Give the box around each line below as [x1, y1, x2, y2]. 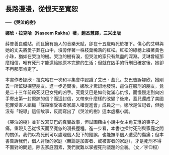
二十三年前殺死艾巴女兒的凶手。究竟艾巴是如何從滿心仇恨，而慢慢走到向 [9, 89, 159, 95]
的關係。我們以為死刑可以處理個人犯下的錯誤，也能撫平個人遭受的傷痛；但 [5, 131, 159, 137]
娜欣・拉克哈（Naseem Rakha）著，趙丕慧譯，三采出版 [5, 30, 121, 36]
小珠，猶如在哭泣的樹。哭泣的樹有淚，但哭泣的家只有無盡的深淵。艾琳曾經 [5, 53, 159, 59]
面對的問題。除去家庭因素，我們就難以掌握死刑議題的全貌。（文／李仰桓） [9, 144, 162, 150]
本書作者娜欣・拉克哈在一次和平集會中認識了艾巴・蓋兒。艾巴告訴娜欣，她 [5, 76, 159, 82]
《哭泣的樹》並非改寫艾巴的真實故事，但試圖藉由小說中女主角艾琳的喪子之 [5, 119, 159, 125]
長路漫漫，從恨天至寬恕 [5, 5, 78, 14]
